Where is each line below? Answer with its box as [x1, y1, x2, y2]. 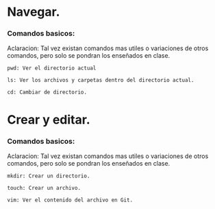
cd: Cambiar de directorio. [7, 89, 88, 96]
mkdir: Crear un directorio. [7, 173, 90, 179]
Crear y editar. [7, 111, 90, 127]
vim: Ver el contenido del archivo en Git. [7, 197, 134, 203]
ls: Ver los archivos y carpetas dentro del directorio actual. [7, 77, 194, 84]
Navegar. [7, 4, 60, 20]
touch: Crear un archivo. [7, 184, 81, 191]
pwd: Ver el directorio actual [7, 65, 97, 72]
